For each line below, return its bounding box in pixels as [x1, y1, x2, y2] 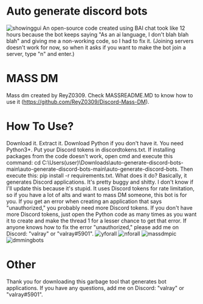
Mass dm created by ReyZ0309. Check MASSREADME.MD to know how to [6, 91, 193, 98]
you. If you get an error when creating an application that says [6, 198, 162, 205]
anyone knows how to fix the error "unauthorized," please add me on [6, 223, 179, 230]
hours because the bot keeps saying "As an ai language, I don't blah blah [6, 30, 189, 38]
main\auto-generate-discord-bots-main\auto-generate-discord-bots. [6, 165, 179, 173]
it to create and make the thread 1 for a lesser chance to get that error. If [6, 217, 187, 224]
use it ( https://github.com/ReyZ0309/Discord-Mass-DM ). [6, 98, 150, 105]
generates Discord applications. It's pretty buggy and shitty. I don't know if [6, 178, 193, 185]
